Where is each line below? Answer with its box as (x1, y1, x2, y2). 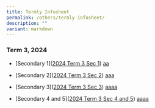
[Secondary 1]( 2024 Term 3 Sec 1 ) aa (15, 59, 109, 67)
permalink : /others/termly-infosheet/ (6, 15, 105, 21)
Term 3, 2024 (6, 46, 48, 55)
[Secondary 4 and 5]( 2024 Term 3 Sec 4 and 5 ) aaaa (15, 95, 150, 102)
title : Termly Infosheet (6, 8, 70, 15)
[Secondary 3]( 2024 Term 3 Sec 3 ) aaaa (15, 83, 118, 90)
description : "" (6, 20, 48, 26)
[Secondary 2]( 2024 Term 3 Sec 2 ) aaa (15, 71, 115, 79)
